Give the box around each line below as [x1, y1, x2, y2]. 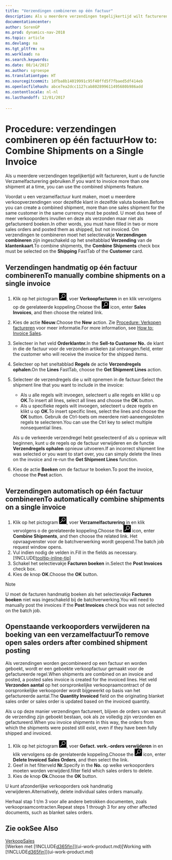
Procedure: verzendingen [5, 123, 117, 135]
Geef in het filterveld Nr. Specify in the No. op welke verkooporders [12, 762, 155, 768]
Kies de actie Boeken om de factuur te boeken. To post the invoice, [12, 466, 154, 472]
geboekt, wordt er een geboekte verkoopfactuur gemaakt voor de [5, 665, 144, 672]
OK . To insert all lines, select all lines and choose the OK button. [20, 397, 155, 404]
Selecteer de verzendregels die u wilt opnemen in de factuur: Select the [12, 376, 163, 383]
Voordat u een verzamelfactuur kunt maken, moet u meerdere [5, 194, 136, 200]
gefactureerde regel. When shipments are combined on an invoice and [5, 671, 153, 677]
